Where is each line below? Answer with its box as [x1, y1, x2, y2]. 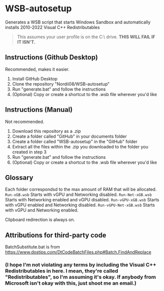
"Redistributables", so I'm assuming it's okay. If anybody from [5, 274, 156, 281]
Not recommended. [5, 119, 45, 124]
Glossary [5, 173, 33, 182]
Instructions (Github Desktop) [5, 53, 98, 62]
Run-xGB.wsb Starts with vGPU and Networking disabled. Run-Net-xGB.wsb [5, 192, 152, 197]
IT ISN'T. [17, 39, 36, 45]
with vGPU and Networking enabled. [5, 207, 79, 213]
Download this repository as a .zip [12, 128, 81, 134]
